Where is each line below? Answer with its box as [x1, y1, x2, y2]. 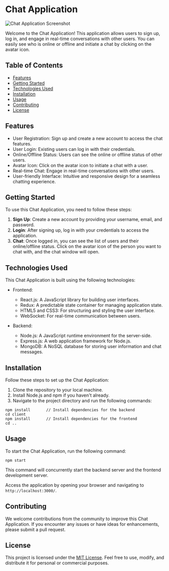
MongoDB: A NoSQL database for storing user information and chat [20, 343, 161, 350]
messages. [20, 349, 43, 355]
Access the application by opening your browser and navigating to [5, 482, 144, 488]
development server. [5, 472, 49, 478]
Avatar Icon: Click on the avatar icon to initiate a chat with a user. [12, 162, 148, 168]
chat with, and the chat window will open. [12, 249, 100, 255]
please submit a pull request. [5, 526, 66, 532]
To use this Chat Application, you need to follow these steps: [5, 207, 132, 213]
